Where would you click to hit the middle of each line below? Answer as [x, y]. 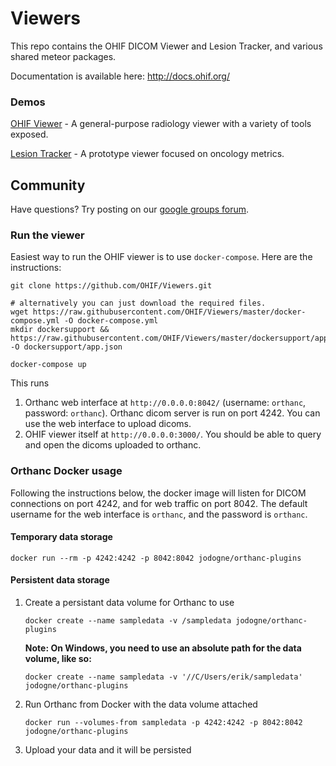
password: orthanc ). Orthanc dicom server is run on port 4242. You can [172, 413]
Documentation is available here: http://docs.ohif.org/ [120, 76]
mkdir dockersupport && [60, 330]
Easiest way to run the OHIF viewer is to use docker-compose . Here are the [161, 257]
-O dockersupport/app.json [66, 347]
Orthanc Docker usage [66, 471]
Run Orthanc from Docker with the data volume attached [141, 704]
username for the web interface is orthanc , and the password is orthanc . [159, 514]
